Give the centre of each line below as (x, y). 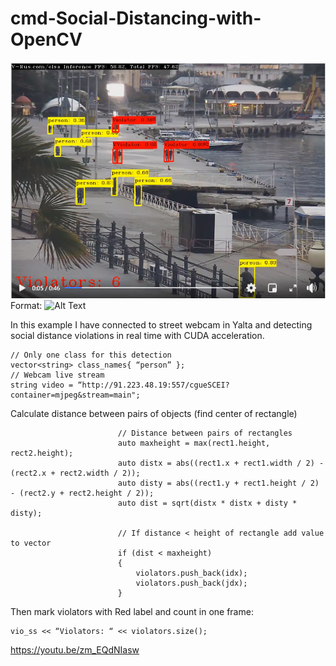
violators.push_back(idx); (191, 573)
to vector (31, 543)
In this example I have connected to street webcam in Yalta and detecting (161, 324)
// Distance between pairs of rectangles (205, 433)
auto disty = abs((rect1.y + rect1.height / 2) (218, 483)
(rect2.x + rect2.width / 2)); (75, 473)
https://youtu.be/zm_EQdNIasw (75, 649)
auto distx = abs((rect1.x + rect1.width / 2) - (221, 463)
